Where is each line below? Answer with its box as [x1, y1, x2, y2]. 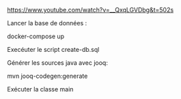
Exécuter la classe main [7, 85, 74, 93]
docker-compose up [7, 32, 65, 40]
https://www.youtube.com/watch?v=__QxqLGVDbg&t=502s [7, 6, 174, 14]
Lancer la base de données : [7, 19, 87, 27]
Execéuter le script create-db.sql [7, 46, 100, 53]
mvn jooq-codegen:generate [7, 72, 88, 80]
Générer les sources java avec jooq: [7, 59, 108, 67]
